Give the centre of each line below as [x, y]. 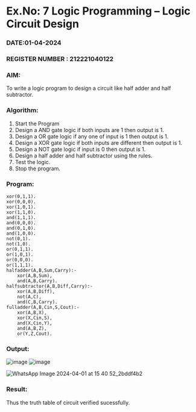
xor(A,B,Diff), [36, 291]
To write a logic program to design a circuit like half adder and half [89, 88]
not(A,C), [30, 297]
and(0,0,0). [21, 223]
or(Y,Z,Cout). [35, 334]
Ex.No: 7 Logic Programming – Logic [99, 11]
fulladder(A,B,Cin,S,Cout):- [43, 307]
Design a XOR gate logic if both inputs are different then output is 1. [99, 142]
